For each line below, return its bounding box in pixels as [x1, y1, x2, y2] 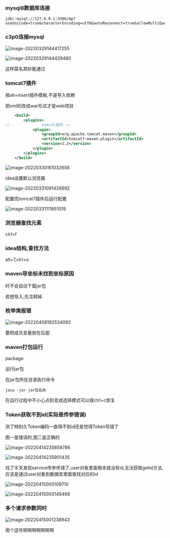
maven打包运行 [5, 343, 44, 350]
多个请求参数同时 [5, 505, 47, 512]
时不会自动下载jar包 [5, 282, 47, 289]
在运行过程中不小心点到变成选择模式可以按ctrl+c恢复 [5, 397, 115, 404]
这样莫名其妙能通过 [5, 65, 46, 71]
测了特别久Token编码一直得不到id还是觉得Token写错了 [5, 423, 119, 429]
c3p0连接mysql [5, 33, 45, 41]
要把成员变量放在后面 [5, 330, 50, 336]
